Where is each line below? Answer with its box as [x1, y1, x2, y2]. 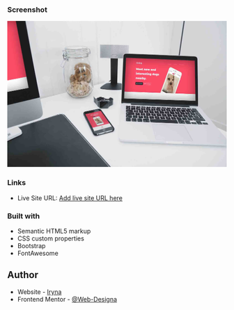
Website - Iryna [17, 287, 62, 296]
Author [7, 269, 38, 281]
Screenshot [7, 5, 47, 15]
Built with [7, 211, 40, 220]
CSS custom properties [17, 234, 85, 243]
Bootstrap [17, 242, 46, 250]
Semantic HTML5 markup [17, 227, 91, 236]
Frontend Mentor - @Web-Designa [17, 295, 117, 303]
